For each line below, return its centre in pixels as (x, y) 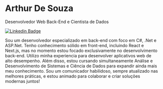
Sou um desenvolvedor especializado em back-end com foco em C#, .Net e (81, 40)
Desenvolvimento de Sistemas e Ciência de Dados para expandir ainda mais (81, 66)
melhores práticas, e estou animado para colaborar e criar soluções (73, 76)
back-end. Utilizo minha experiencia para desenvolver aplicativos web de (78, 55)
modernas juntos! (23, 81)
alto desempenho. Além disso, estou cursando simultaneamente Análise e (79, 61)
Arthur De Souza (39, 8)
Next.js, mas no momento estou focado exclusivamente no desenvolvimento (81, 51)
